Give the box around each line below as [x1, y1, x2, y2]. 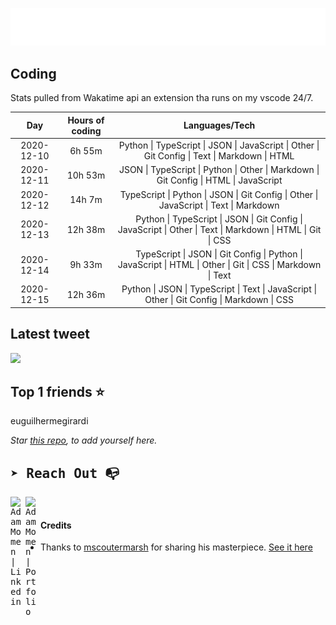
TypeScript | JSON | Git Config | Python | [135, 248, 303, 260]
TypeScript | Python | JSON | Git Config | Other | [119, 188, 319, 200]
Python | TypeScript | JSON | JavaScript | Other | [118, 139, 320, 152]
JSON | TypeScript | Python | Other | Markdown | [118, 164, 320, 176]
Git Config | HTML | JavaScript [156, 174, 283, 187]
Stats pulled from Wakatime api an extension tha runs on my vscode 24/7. [10, 92, 314, 104]
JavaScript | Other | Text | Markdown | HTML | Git [117, 223, 322, 235]
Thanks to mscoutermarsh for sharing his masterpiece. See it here [40, 541, 313, 553]
